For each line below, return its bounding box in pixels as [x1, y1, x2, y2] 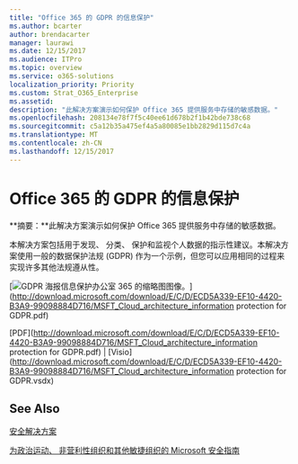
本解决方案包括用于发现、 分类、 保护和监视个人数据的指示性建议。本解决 [9, 239, 281, 250]
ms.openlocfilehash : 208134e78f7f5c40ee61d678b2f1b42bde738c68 [9, 113, 251, 122]
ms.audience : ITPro [9, 55, 83, 64]
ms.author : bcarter [9, 22, 83, 31]
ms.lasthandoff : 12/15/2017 [9, 147, 115, 156]
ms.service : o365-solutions [9, 72, 115, 81]
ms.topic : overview [9, 64, 83, 73]
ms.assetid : [9, 96, 54, 106]
